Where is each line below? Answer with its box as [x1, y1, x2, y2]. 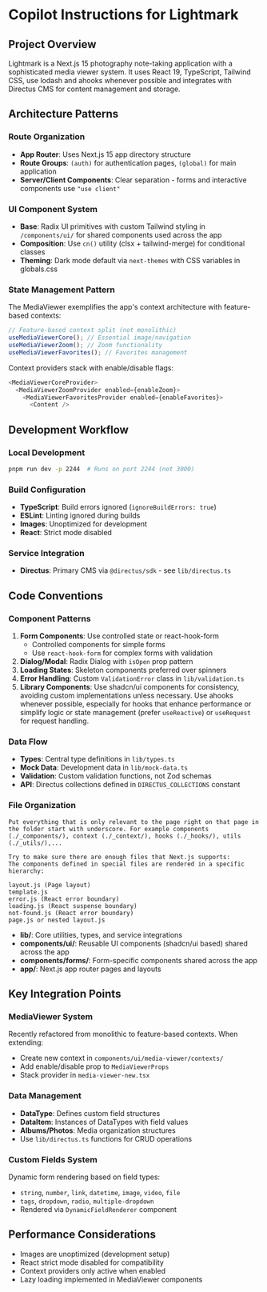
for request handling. [19, 716, 90, 726]
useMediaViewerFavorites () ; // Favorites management [8, 348, 188, 357]
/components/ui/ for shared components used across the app [19, 230, 222, 239]
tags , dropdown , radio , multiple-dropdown [19, 1196, 154, 1206]
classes [19, 246, 46, 257]
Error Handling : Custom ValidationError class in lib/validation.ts [19, 674, 245, 683]
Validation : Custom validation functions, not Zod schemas [19, 771, 212, 781]
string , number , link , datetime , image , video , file [19, 1188, 181, 1197]
